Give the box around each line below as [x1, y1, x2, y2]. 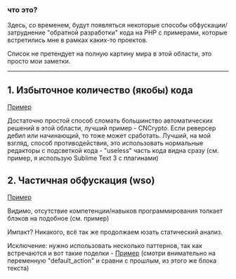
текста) [7, 263, 29, 272]
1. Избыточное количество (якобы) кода [7, 84, 193, 96]
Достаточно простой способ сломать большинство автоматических [7, 116, 213, 125]
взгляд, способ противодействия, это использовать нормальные [7, 139, 204, 147]
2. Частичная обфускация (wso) [7, 174, 155, 186]
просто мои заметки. [7, 57, 71, 66]
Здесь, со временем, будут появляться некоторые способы [7, 21, 188, 30]
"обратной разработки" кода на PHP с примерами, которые [46, 28, 228, 37]
